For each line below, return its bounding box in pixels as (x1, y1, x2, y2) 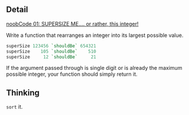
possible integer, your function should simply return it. (6, 70, 138, 78)
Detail (6, 5, 28, 15)
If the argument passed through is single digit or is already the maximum (6, 65, 183, 72)
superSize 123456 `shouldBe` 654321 (6, 43, 96, 49)
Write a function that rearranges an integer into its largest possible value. (6, 32, 184, 39)
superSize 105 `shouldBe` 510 (6, 48, 96, 55)
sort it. (6, 103, 23, 110)
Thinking (6, 87, 40, 97)
